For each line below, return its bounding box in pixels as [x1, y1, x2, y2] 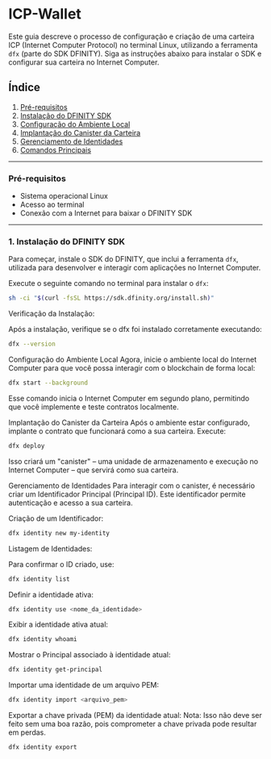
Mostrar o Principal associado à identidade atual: [8, 650, 171, 660]
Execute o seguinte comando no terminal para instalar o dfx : [8, 279, 209, 288]
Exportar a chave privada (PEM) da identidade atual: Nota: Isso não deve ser [8, 711, 262, 720]
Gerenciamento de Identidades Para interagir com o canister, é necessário [8, 480, 256, 490]
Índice [8, 81, 40, 94]
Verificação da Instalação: [8, 308, 95, 319]
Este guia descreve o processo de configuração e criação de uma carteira [8, 31, 255, 41]
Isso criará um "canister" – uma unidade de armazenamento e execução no [8, 456, 259, 466]
